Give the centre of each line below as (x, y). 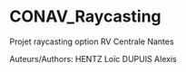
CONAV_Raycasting (85, 17)
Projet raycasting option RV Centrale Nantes (92, 41)
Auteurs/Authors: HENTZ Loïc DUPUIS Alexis (93, 58)
